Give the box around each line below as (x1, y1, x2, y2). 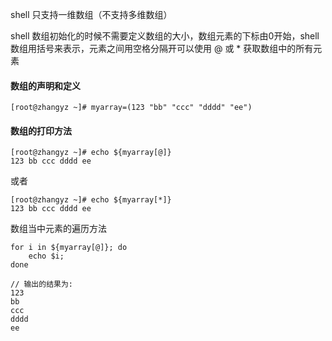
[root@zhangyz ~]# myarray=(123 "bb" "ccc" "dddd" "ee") (10, 103, 253, 113)
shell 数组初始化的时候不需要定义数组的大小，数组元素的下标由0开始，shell (10, 30, 320, 42)
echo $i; (28, 251, 65, 262)
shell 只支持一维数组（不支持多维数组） (10, 9, 173, 20)
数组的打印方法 (10, 124, 72, 137)
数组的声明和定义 (10, 79, 81, 92)
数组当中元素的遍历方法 (10, 223, 107, 235)
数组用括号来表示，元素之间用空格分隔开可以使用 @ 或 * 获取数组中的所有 (10, 43, 314, 54)
